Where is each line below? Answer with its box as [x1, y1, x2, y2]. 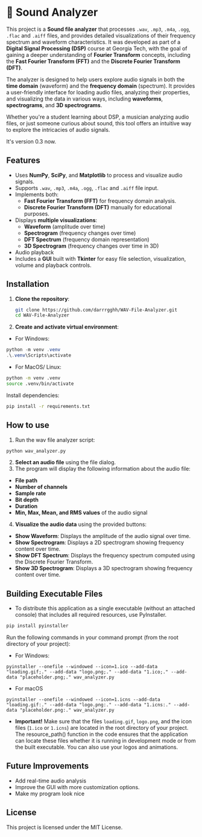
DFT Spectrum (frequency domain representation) [24, 235, 150, 243]
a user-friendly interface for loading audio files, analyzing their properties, [6, 88, 191, 96]
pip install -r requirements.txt [6, 403, 90, 409]
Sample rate [14, 490, 46, 497]
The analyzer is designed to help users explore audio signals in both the [6, 76, 185, 83]
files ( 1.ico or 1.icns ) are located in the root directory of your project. [14, 724, 189, 732]
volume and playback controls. [14, 261, 92, 269]
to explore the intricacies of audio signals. [6, 126, 110, 133]
